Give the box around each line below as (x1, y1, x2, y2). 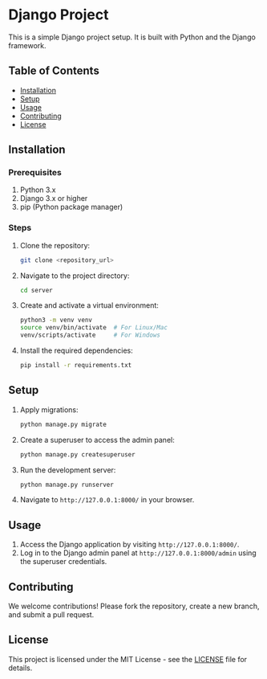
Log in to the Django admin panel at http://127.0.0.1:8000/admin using (19, 548, 257, 558)
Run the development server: (19, 464, 116, 475)
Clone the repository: (19, 240, 91, 250)
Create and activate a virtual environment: (19, 301, 159, 310)
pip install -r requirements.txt (19, 362, 132, 370)
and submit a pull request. (8, 610, 95, 620)
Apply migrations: (19, 404, 79, 415)
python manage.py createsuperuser (19, 450, 136, 459)
